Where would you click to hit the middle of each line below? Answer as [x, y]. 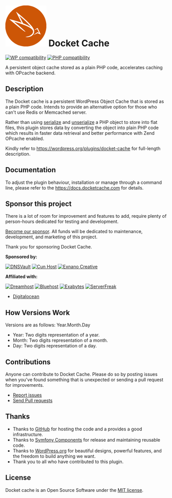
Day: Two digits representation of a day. [55, 346]
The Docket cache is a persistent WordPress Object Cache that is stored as [85, 101]
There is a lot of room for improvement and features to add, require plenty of [86, 216]
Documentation [31, 170]
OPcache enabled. [25, 138]
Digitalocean [26, 297]
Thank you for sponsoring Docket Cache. [49, 247]
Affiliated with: [21, 277]
